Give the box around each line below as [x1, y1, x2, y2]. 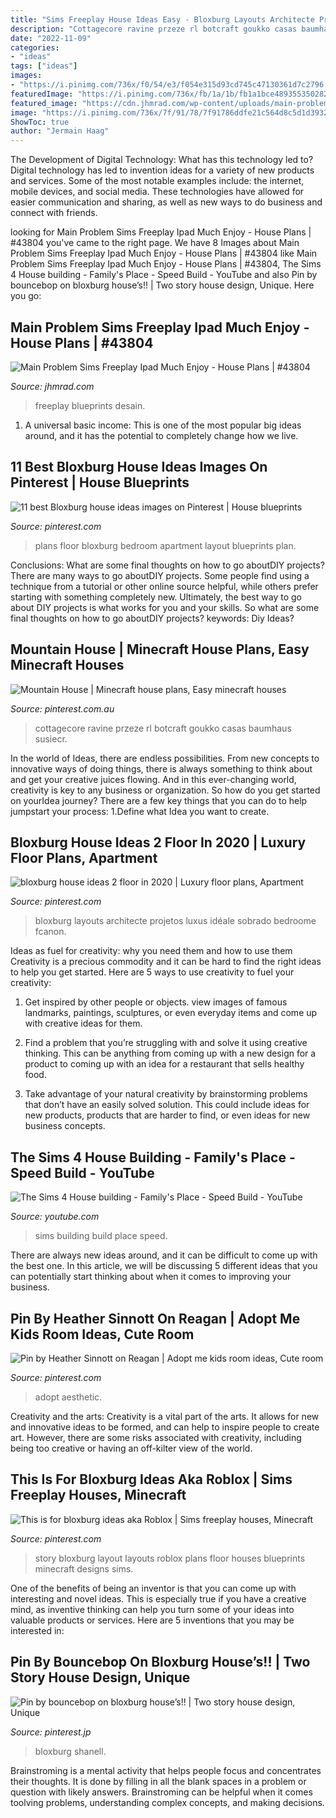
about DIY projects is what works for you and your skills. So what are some [10, 601, 320, 613]
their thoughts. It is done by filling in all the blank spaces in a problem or [10, 1775, 307, 1787]
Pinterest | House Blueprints [10, 474, 190, 491]
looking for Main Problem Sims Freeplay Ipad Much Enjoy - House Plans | [10, 226, 312, 238]
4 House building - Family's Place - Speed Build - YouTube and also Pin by [10, 269, 318, 281]
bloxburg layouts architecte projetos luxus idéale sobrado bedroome [34, 915, 317, 927]
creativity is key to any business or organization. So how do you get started [10, 784, 321, 796]
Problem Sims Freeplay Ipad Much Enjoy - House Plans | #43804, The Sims [10, 258, 322, 270]
